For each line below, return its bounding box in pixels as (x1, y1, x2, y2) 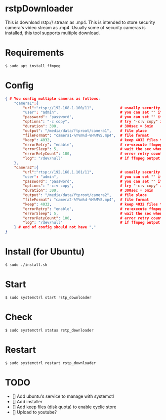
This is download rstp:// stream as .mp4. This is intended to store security (5, 19, 156, 25)
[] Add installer (12, 398, 43, 404)
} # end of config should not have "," (14, 225, 96, 230)
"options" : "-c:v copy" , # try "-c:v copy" (23, 183, 158, 188)
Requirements (5, 47, 64, 58)
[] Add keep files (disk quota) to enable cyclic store (12, 404, 117, 410)
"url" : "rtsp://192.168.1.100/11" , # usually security (23, 105, 161, 110)
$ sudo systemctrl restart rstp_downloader (5, 360, 96, 366)
